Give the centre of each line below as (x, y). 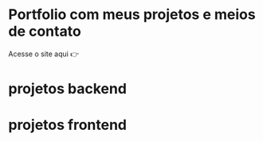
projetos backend (68, 89)
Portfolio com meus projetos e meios (132, 15)
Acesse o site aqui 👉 (44, 54)
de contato (45, 31)
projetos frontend (68, 125)
